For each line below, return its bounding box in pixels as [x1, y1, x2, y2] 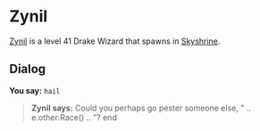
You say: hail [9, 85, 61, 95]
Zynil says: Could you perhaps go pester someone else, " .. [30, 102, 252, 113]
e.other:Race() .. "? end [30, 111, 118, 122]
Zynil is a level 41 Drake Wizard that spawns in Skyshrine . [9, 36, 221, 46]
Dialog [9, 61, 46, 77]
